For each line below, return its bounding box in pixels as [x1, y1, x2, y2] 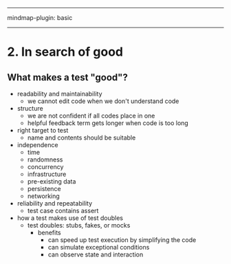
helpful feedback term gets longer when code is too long [27, 119, 189, 127]
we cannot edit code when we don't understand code [27, 97, 179, 105]
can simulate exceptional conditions [47, 243, 150, 251]
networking [27, 192, 60, 200]
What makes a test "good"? [7, 71, 129, 83]
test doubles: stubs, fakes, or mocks [27, 221, 131, 229]
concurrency [27, 163, 64, 170]
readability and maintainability [16, 90, 102, 98]
